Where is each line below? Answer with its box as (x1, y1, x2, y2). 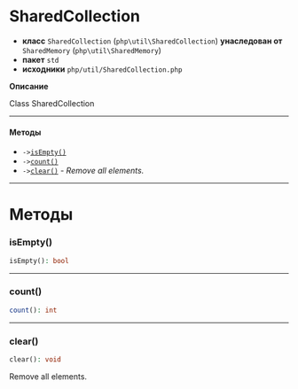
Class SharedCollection (9, 97, 95, 108)
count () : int (9, 306, 58, 315)
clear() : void (9, 354, 62, 364)
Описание (9, 81, 49, 91)
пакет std (21, 54, 59, 65)
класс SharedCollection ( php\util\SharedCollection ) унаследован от (21, 35, 283, 46)
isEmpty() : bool (9, 256, 69, 265)
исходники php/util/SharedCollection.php (21, 64, 183, 74)
